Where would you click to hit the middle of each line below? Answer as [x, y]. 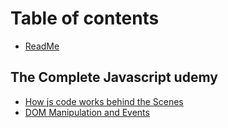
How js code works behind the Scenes [104, 101]
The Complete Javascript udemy [114, 77]
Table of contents [85, 18]
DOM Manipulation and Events [87, 112]
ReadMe [42, 46]
